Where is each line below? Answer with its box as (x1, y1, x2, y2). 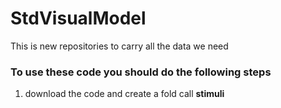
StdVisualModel (10, 7, 147, 30)
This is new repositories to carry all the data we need (10, 40, 229, 52)
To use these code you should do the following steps (10, 65, 272, 79)
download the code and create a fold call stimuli (24, 88, 225, 100)
